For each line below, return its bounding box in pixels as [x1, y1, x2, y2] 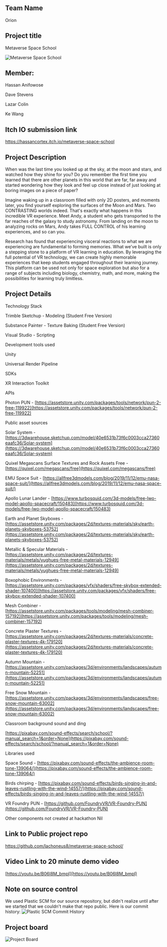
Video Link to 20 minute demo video [5, 857, 119, 866]
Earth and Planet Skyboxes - [5, 515, 64, 522]
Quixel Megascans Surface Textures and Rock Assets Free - [5, 460, 128, 466]
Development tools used [5, 341, 55, 347]
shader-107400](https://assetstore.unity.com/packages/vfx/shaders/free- [5, 587, 157, 594]
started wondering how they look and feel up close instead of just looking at [5, 182, 161, 188]
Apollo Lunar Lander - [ [5, 495, 53, 501]
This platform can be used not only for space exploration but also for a [5, 265, 150, 271]
